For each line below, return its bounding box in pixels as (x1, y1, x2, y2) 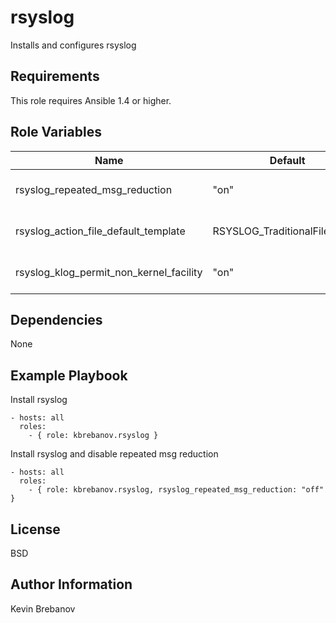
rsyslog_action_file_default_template (15, 224, 186, 238)
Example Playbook (10, 367, 128, 384)
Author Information (10, 576, 133, 593)
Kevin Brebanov (10, 602, 76, 615)
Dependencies (10, 311, 103, 328)
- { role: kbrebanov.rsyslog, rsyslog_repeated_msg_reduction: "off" (28, 485, 325, 495)
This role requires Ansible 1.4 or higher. (10, 94, 172, 106)
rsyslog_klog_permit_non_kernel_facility (15, 265, 203, 279)
